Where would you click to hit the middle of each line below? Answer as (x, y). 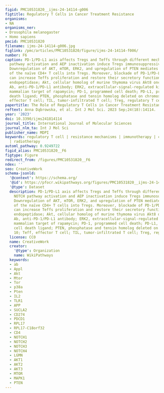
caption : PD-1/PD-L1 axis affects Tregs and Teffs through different (77, 60)
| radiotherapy (25, 142)
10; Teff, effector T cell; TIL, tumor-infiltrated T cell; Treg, (83, 232)
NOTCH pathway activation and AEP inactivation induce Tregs (77, 196)
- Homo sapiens (20, 37)
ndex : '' (14, 164)
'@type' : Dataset (27, 187)
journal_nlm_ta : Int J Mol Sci (37, 128)
